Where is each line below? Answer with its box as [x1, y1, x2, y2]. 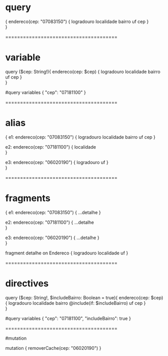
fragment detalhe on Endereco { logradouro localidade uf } [5, 250, 128, 256]
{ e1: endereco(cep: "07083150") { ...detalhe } [5, 209, 101, 216]
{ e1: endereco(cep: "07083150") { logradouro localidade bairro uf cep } [5, 134, 156, 140]
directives [5, 277, 49, 289]
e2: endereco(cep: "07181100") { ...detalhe [5, 219, 94, 225]
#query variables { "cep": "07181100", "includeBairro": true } [5, 315, 131, 321]
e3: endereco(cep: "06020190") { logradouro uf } [5, 159, 108, 165]
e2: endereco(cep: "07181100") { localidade [5, 144, 96, 150]
